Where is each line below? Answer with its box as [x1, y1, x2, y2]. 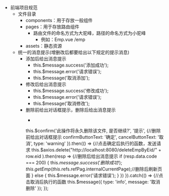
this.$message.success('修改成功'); [33, 88, 109, 94]
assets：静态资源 [25, 43, 63, 49]
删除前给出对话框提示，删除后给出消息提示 [25, 107, 116, 113]
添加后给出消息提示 [25, 56, 67, 61]
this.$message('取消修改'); [33, 100, 90, 106]
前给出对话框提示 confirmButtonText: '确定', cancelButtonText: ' [25, 134, 159, 140]
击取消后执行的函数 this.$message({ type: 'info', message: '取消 [25, 179, 161, 185]
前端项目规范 [10, 5, 37, 10]
